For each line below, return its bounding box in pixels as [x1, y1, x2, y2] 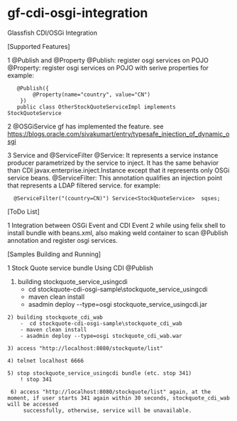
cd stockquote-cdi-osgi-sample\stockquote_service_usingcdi [28, 285, 208, 293]
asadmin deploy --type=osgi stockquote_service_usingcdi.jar [28, 300, 208, 308]
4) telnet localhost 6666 [7, 357, 84, 364]
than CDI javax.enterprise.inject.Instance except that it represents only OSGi [7, 165, 230, 175]
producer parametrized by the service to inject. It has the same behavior [7, 158, 219, 167]
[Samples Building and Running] [7, 250, 101, 258]
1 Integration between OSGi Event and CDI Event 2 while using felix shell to [7, 221, 226, 229]
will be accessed [7, 400, 59, 408]
